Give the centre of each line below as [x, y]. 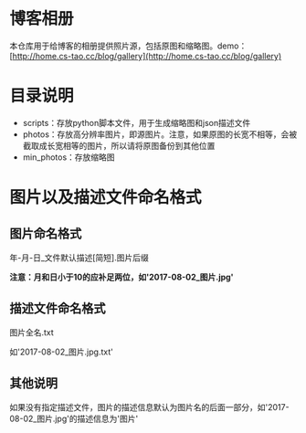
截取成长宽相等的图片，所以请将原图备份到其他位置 [119, 145]
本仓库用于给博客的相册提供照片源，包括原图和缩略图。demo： [128, 46]
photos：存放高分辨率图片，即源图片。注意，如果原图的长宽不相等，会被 [160, 134]
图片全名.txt [32, 332]
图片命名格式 [46, 234]
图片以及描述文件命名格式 [106, 198]
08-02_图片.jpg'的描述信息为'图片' [74, 418]
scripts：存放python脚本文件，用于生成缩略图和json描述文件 [137, 122]
